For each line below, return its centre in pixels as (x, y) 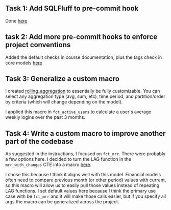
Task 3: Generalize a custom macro (63, 79)
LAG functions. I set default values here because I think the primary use (81, 191)
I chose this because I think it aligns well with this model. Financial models (83, 175)
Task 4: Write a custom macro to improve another (86, 133)
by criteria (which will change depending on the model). (64, 102)
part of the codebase (39, 141)
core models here (24, 62)
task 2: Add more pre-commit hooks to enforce (81, 37)
